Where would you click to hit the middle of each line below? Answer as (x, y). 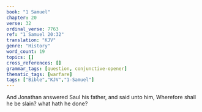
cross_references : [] (34, 63)
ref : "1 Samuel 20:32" (35, 35)
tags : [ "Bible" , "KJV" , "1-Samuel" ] (50, 80)
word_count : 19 (26, 52)
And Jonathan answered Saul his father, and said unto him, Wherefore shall (101, 97)
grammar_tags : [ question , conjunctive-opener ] (67, 68)
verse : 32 (19, 23)
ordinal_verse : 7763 (33, 29)
